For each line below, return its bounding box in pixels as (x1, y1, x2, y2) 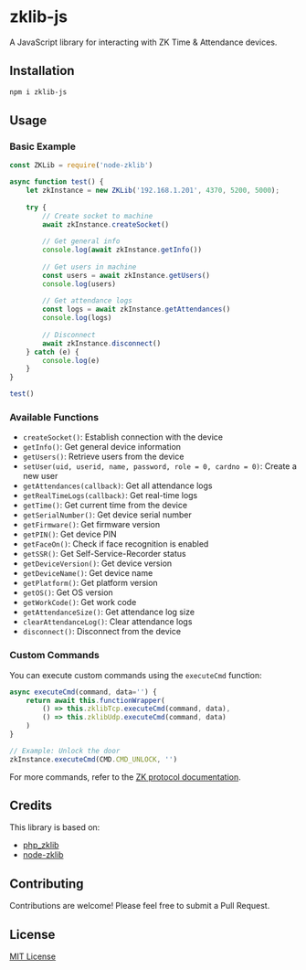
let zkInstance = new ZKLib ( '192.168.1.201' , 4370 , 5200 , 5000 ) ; (26, 186, 280, 196)
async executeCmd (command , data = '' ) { (9, 688, 157, 697)
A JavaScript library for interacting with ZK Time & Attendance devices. (9, 37, 278, 48)
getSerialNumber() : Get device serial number (22, 509, 192, 520)
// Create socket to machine (42, 211, 153, 220)
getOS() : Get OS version (22, 587, 114, 598)
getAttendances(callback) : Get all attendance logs (22, 480, 213, 491)
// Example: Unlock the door (9, 746, 121, 755)
